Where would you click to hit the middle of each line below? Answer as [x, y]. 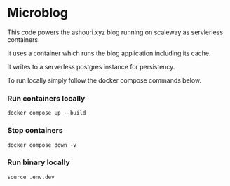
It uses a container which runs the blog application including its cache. [109, 53]
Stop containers [35, 131]
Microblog [38, 13]
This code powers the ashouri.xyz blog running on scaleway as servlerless [115, 32]
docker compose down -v [42, 145]
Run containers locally [46, 98]
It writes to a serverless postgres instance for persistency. [91, 66]
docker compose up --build [47, 113]
